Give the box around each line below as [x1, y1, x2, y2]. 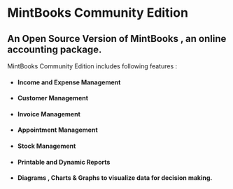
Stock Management [17, 142, 76, 150]
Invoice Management [17, 109, 80, 118]
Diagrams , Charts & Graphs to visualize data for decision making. [17, 174, 213, 182]
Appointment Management [17, 126, 98, 134]
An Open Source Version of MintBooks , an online [7, 33, 227, 45]
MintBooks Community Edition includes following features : [7, 62, 178, 70]
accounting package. [7, 43, 102, 55]
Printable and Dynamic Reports [17, 158, 111, 166]
